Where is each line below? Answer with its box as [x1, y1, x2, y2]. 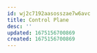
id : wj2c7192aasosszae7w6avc [7, 10, 91, 17]
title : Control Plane [7, 17, 69, 23]
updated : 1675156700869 [7, 29, 76, 36]
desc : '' [7, 23, 32, 30]
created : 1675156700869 [7, 36, 76, 43]
